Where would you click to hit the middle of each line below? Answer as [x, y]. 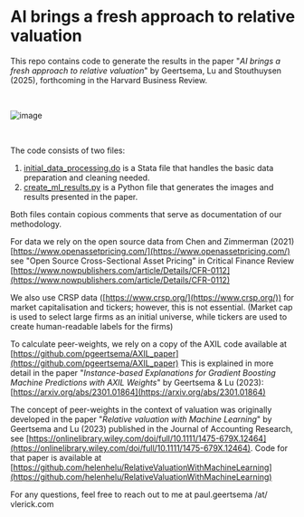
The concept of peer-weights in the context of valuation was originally [141, 409]
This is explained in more [227, 363]
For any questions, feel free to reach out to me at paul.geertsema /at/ [139, 494]
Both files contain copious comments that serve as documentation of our [146, 214]
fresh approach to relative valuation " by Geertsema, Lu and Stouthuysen [146, 71]
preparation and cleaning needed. [86, 177]
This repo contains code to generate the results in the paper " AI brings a [146, 61]
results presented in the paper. [81, 196]
